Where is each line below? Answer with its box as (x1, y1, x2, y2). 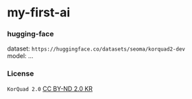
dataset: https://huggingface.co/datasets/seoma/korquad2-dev (7, 44, 185, 53)
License (7, 69, 34, 79)
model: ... (7, 52, 34, 60)
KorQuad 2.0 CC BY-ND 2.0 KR (7, 84, 93, 93)
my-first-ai (7, 5, 71, 20)
